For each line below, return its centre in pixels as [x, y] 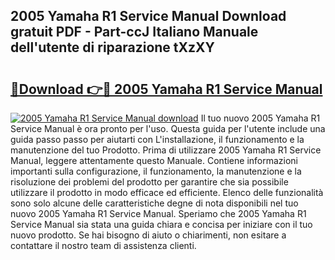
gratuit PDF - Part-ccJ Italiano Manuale [134, 32]
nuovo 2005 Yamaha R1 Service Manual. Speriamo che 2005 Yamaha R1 [158, 213]
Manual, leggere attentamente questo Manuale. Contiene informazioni [154, 160]
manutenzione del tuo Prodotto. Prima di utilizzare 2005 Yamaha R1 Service [166, 150]
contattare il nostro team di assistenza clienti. [103, 245]
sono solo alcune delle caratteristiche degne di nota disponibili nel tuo [154, 203]
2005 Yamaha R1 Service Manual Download [148, 16]
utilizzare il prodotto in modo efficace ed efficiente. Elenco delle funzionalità [167, 192]
